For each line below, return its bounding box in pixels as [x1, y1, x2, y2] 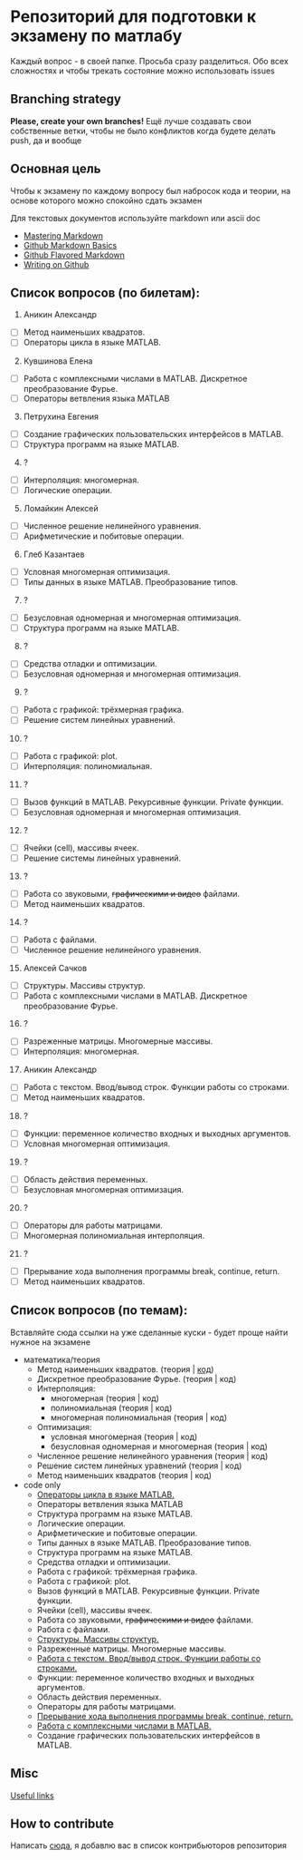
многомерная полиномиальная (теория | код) [50, 1412, 228, 1423]
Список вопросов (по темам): [10, 1303, 188, 1319]
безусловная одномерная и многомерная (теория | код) [50, 1440, 268, 1452]
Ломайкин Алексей [23, 502, 99, 513]
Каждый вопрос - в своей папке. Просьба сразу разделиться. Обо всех [10, 55, 289, 66]
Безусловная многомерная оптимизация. [23, 1183, 185, 1194]
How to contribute [10, 1816, 115, 1832]
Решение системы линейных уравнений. [23, 852, 182, 863]
